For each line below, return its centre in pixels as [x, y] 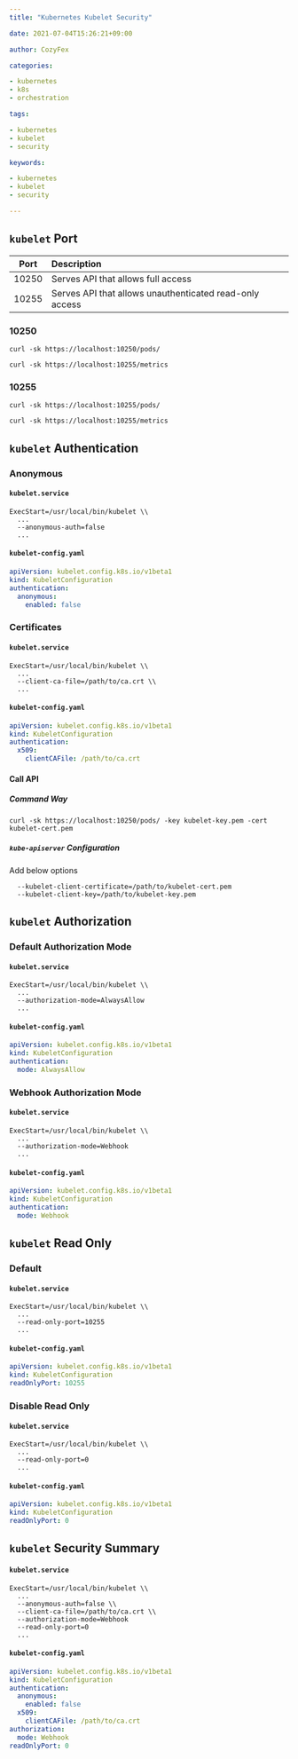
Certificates [35, 627]
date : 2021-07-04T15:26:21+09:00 [71, 33]
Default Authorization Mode [71, 946]
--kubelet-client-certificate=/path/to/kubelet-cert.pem [125, 887]
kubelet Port [43, 239]
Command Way [39, 799]
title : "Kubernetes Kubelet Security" [81, 17]
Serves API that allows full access [122, 279]
